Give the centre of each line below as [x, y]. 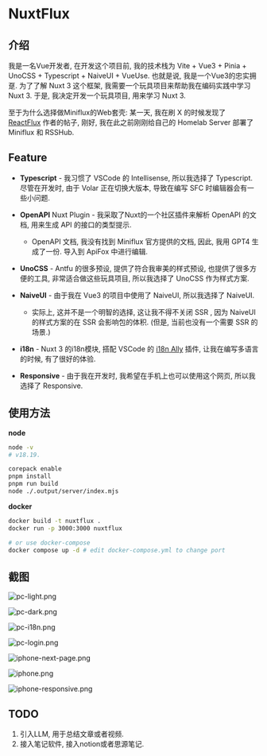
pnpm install [30, 477]
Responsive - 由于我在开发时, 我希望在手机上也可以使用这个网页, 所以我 [137, 375]
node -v [21, 447]
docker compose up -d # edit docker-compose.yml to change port [117, 550]
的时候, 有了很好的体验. [58, 359]
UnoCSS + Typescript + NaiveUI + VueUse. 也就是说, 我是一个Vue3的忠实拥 [132, 76]
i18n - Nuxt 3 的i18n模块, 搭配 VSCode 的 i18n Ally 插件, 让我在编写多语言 [139, 349]
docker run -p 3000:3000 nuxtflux [66, 528]
